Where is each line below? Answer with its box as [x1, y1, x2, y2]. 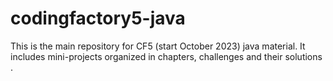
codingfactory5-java [10, 7, 186, 30]
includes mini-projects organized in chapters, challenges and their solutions [10, 50, 323, 62]
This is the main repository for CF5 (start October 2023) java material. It [10, 40, 306, 52]
